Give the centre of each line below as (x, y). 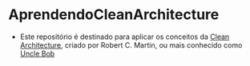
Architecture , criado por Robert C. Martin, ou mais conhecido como (131, 45)
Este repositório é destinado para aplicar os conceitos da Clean (125, 37)
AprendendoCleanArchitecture (114, 15)
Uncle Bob (37, 53)
